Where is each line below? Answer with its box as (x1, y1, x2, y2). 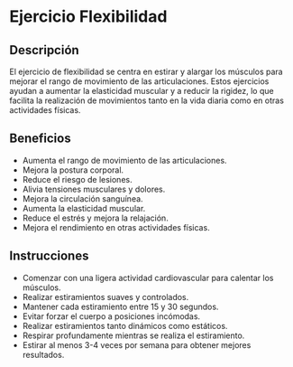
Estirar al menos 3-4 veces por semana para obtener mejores (22, 339, 252, 350)
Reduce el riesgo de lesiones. (22, 174, 133, 184)
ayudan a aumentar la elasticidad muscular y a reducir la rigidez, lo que (9, 86, 274, 96)
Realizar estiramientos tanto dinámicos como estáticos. (22, 320, 228, 331)
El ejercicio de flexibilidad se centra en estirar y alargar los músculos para (9, 66, 283, 77)
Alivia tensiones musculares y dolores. (22, 183, 166, 194)
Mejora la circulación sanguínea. (22, 193, 143, 204)
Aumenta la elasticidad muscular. (22, 202, 146, 213)
